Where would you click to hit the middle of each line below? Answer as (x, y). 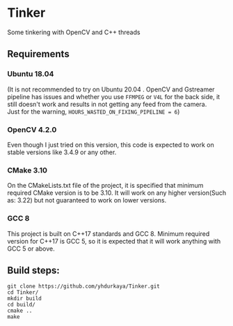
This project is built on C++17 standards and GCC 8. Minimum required (109, 234)
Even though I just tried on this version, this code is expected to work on (111, 145)
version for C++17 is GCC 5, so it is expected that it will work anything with (114, 241)
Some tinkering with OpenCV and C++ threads (74, 32)
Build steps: (34, 270)
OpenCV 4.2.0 (32, 129)
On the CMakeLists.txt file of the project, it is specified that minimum (105, 186)
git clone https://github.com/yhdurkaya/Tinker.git (83, 287)
